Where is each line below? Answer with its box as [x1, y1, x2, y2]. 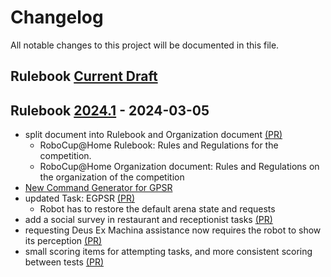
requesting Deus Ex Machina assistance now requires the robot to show [24, 224, 322, 236]
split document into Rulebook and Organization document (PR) [24, 129, 283, 141]
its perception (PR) [24, 235, 103, 247]
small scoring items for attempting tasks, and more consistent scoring [24, 246, 313, 258]
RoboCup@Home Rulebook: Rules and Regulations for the [39, 139, 279, 151]
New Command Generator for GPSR [24, 182, 173, 194]
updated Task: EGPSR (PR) [24, 192, 136, 205]
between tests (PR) [24, 256, 104, 268]
